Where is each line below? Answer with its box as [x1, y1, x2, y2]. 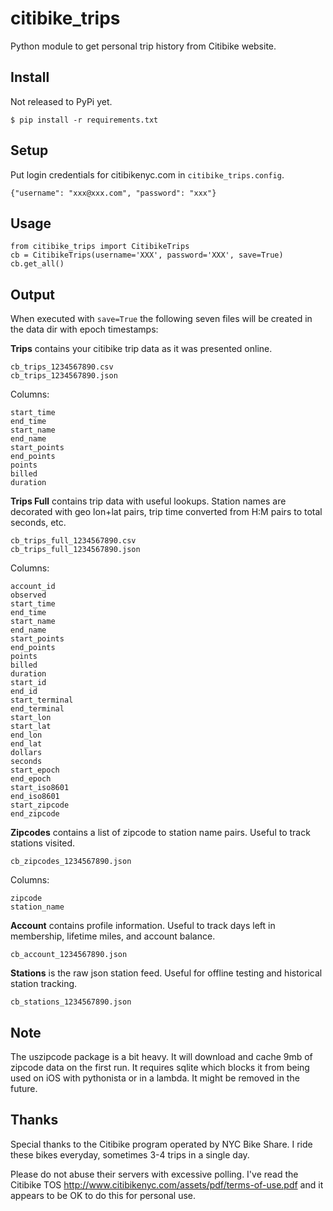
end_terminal [10, 704, 65, 714]
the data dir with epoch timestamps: [10, 323, 159, 336]
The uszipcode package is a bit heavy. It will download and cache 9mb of [10, 1051, 313, 1062]
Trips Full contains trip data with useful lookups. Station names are [10, 495, 287, 507]
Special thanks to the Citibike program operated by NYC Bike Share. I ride [10, 1138, 313, 1150]
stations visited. [10, 837, 76, 849]
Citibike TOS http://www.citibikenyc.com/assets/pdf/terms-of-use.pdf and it [10, 1178, 324, 1191]
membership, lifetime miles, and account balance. [10, 930, 216, 942]
